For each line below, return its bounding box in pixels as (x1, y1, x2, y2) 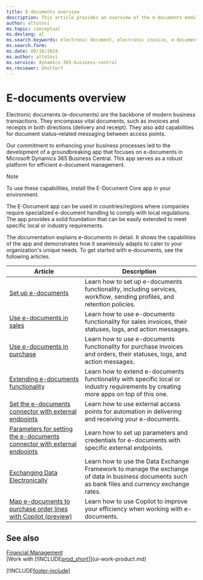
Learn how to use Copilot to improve (84, 497, 188, 506)
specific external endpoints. (84, 443, 164, 452)
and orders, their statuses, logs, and (84, 350, 187, 358)
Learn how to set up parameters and (84, 428, 188, 437)
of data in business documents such (84, 472, 188, 481)
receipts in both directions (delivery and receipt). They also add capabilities (6, 124, 195, 131)
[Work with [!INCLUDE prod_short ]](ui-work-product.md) (6, 555, 147, 562)
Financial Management (6, 549, 63, 556)
